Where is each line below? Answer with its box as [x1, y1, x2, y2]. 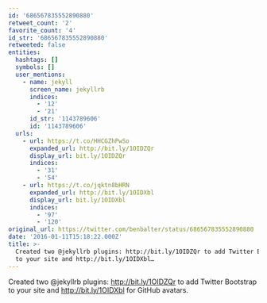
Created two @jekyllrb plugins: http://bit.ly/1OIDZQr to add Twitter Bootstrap [8, 277, 257, 286]
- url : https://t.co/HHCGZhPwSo [22, 136, 130, 145]
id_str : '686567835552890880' [8, 33, 109, 42]
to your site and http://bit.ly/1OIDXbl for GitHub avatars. [8, 285, 189, 294]
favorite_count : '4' [8, 26, 77, 34]
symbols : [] [15, 63, 56, 71]
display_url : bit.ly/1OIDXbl [29, 196, 126, 204]
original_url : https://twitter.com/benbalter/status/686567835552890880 [8, 225, 254, 234]
